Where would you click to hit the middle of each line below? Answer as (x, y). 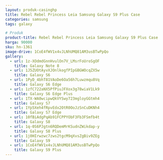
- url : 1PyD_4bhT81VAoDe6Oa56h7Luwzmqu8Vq (55, 80)
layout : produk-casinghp (31, 10)
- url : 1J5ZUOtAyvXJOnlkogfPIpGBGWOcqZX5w (55, 70)
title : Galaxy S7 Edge (38, 113)
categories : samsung (27, 19)
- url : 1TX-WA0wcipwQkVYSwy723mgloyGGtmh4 (55, 99)
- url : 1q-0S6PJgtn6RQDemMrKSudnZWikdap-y (55, 126)
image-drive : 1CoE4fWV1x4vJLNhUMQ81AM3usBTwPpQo (57, 52)
